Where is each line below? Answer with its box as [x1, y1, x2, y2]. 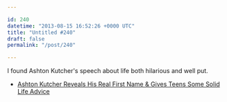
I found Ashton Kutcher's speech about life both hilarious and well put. [7, 67, 208, 75]
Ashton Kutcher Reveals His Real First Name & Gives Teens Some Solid [17, 80, 220, 88]
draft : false [7, 35, 45, 42]
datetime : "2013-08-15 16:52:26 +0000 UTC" [7, 22, 135, 30]
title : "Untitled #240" [7, 29, 76, 36]
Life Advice [17, 88, 50, 96]
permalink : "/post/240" [7, 42, 76, 49]
